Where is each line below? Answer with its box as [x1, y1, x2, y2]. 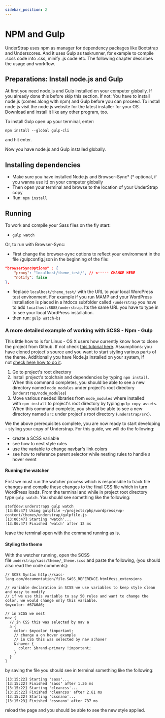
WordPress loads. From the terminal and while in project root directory [5, 489, 148, 495]
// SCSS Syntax [5, 572, 36, 577]
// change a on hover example [14, 633, 76, 638]
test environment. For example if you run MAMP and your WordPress [12, 294, 152, 299]
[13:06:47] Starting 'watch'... [5, 517, 71, 522]
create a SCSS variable [12, 435, 59, 441]
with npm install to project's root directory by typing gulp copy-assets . [12, 400, 158, 406]
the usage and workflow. [5, 60, 55, 67]
